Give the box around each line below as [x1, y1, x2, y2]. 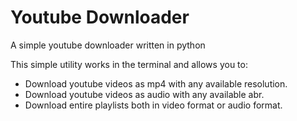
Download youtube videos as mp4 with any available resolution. [24, 77, 288, 90]
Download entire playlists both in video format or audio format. [24, 99, 283, 111]
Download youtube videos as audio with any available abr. [24, 88, 265, 100]
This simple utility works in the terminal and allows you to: [10, 58, 248, 70]
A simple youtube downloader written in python [10, 39, 206, 51]
